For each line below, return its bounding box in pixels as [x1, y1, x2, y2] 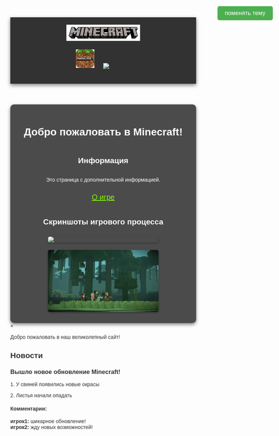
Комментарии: [10, 405, 47, 412]
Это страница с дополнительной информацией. [46, 176, 160, 183]
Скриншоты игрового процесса [43, 217, 163, 226]
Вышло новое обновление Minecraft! [10, 368, 121, 375]
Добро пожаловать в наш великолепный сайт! [10, 334, 120, 341]
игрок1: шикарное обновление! [10, 418, 86, 425]
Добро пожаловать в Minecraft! [24, 126, 183, 138]
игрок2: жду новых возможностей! [10, 424, 93, 431]
